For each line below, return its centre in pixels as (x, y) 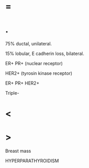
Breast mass (18, 151)
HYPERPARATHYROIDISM (32, 161)
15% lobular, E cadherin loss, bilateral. (45, 53)
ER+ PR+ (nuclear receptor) (34, 64)
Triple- (12, 93)
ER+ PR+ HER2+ (22, 83)
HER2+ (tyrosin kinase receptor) (39, 73)
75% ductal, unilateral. (29, 44)
